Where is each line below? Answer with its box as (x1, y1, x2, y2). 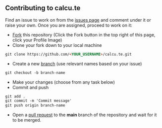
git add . (5, 94, 26, 99)
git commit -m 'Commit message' (5, 98, 72, 103)
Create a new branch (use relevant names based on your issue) (12, 61, 142, 66)
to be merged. (12, 117, 42, 123)
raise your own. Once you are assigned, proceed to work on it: (5, 22, 133, 28)
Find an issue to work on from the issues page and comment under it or (5, 17, 151, 23)
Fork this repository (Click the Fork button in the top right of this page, (12, 32, 156, 37)
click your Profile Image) (12, 37, 62, 43)
